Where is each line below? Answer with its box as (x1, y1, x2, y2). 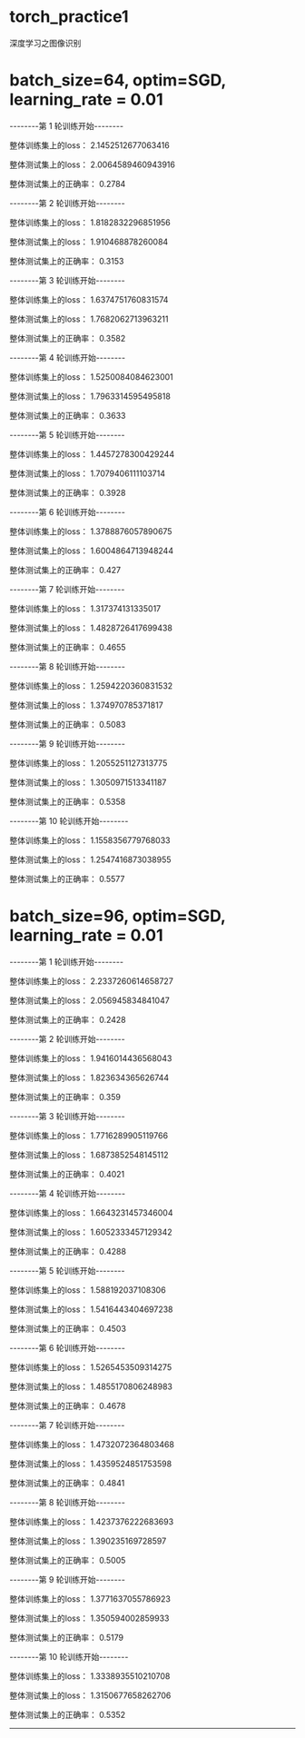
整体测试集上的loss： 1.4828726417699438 (9, 622, 172, 633)
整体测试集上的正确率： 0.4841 (9, 1477, 125, 1488)
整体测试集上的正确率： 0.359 (9, 1091, 121, 1102)
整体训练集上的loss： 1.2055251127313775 (9, 757, 168, 769)
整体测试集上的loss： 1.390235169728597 (9, 1535, 167, 1546)
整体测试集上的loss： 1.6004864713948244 (9, 545, 174, 556)
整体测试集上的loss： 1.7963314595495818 (9, 391, 171, 402)
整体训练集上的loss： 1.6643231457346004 (9, 1207, 173, 1218)
